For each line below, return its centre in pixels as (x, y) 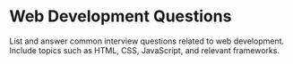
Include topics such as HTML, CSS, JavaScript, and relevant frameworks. (145, 50)
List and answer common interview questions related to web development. (147, 41)
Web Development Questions (121, 16)
